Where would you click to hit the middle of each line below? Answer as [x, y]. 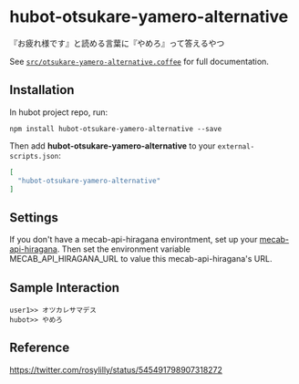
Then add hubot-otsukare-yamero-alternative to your [113, 145]
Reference [40, 348]
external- [236, 146]
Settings [34, 218]
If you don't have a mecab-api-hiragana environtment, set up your [134, 240]
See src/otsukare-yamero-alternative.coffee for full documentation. [139, 61]
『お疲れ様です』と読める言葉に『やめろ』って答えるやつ [117, 43]
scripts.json [34, 156]
